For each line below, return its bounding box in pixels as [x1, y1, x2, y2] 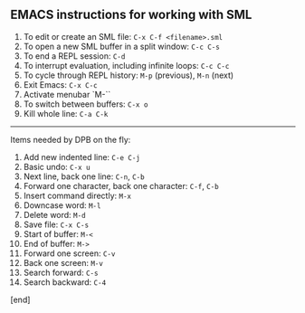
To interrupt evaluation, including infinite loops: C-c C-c [23, 60, 230, 71]
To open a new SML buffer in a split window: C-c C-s [23, 41, 220, 52]
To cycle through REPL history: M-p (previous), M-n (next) [23, 70, 234, 81]
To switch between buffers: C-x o [23, 99, 148, 109]
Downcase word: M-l [23, 199, 101, 211]
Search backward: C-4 [23, 276, 107, 288]
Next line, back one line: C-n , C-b [23, 171, 145, 182]
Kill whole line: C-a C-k [23, 108, 109, 119]
